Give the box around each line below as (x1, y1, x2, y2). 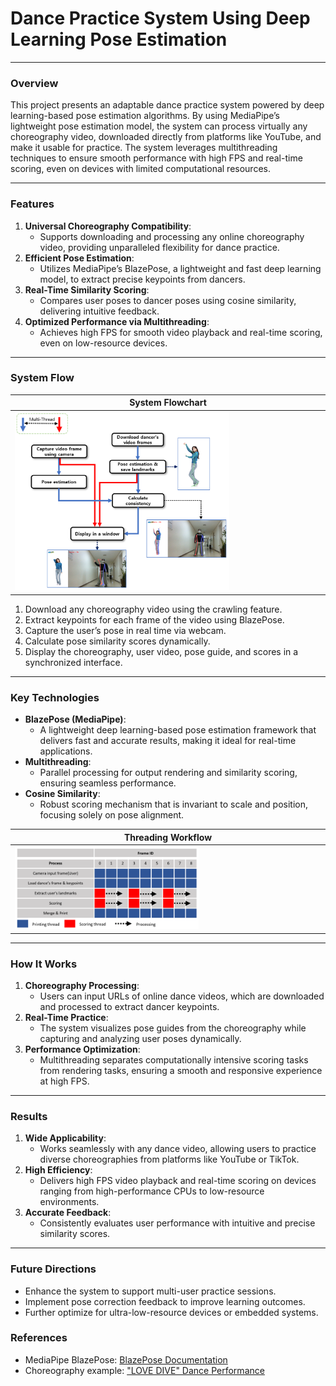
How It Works (10, 957, 78, 971)
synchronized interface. (24, 656, 123, 668)
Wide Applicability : (24, 1132, 107, 1144)
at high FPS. (39, 1075, 90, 1087)
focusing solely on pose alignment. (39, 809, 185, 821)
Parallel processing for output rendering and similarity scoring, (39, 767, 298, 779)
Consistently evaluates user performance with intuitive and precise (39, 1217, 316, 1229)
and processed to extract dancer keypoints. (39, 1000, 220, 1012)
